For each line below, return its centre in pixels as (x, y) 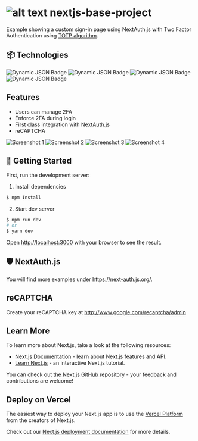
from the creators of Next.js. (41, 420)
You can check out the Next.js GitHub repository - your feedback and (92, 374)
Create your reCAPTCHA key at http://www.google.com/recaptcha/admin (96, 312)
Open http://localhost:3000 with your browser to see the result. (84, 242)
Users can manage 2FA (44, 112)
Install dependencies (41, 187)
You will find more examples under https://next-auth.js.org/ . (80, 279)
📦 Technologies (37, 55)
